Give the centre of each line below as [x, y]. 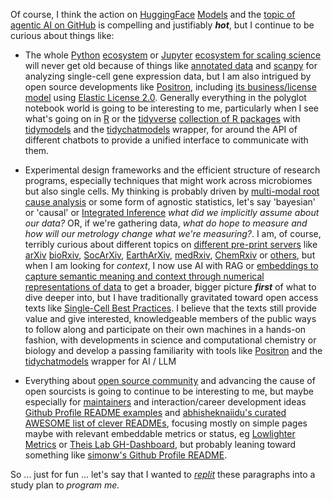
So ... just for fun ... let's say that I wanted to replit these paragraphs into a [163, 474]
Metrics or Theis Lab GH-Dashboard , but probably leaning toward [160, 444]
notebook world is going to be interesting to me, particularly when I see [171, 108]
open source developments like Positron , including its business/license [170, 87]
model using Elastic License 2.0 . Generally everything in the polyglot [165, 97]
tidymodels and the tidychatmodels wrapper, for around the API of [161, 129]
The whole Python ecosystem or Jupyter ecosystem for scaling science [173, 55]
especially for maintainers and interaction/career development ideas [165, 402]
